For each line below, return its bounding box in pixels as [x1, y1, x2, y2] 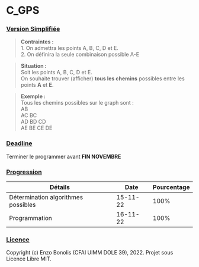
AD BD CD [20, 118, 46, 125]
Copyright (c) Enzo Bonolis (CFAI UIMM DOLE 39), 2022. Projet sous [6, 249, 174, 256]
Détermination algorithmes [9, 193, 84, 202]
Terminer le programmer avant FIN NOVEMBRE [6, 153, 121, 160]
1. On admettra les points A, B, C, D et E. [20, 45, 118, 52]
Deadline [6, 139, 33, 147]
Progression [6, 168, 43, 176]
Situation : [20, 62, 47, 70]
